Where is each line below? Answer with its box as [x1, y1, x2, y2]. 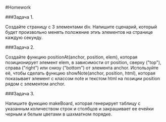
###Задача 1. [5, 14, 34, 20]
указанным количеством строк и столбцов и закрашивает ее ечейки [5, 106, 154, 111]
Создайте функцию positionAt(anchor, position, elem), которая [5, 54, 138, 60]
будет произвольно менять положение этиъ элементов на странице [5, 29, 153, 35]
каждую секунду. [5, 35, 43, 40]
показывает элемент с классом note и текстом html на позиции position [5, 76, 160, 81]
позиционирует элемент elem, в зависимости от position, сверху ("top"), [5, 59, 161, 65]
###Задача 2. [5, 44, 35, 50]
